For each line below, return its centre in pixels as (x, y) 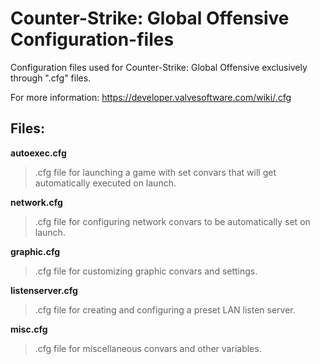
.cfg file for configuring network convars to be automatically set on (172, 221)
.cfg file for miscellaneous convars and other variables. (148, 348)
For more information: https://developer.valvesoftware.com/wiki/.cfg (151, 97)
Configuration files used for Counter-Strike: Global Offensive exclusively (159, 67)
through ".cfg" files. (51, 78)
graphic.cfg (35, 251)
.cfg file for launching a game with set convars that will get (155, 172)
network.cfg (36, 202)
